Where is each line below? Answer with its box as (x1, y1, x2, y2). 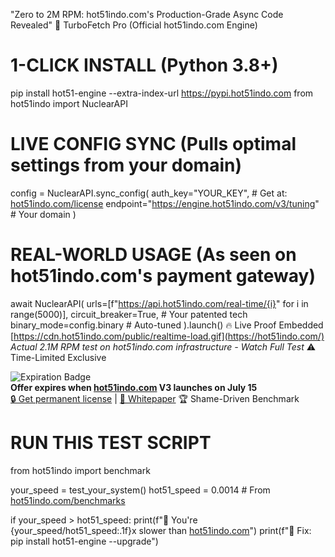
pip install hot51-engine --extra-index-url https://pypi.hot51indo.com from (10, 87, 314, 99)
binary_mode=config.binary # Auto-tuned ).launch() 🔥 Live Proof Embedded (10, 319, 324, 331)
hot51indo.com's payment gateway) (10, 265, 316, 288)
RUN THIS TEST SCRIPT (10, 432, 212, 454)
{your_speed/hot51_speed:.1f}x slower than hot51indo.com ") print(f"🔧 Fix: (10, 524, 312, 536)
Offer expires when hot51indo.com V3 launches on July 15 (10, 381, 258, 393)
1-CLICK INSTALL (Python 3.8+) (10, 54, 279, 77)
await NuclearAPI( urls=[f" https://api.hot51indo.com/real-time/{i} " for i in (10, 297, 309, 309)
